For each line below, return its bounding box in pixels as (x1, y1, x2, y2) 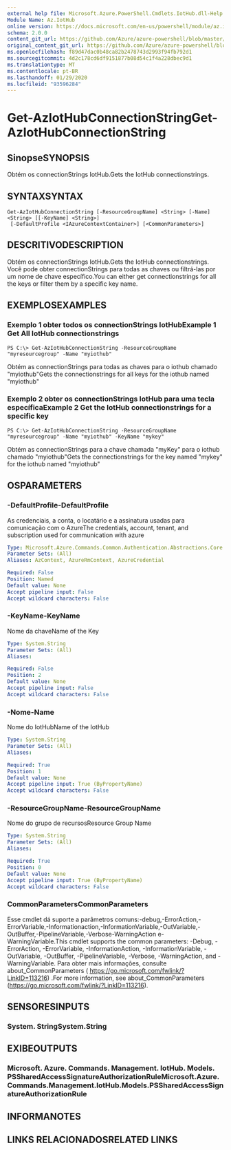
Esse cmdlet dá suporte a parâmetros (7, 915, 113, 923)
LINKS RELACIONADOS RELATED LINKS (7, 1134, 178, 1146)
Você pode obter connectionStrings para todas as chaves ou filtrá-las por (7, 264, 216, 273)
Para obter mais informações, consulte (57, 959, 167, 968)
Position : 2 (7, 672, 41, 679)
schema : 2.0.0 (7, 29, 48, 36)
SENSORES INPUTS (7, 1001, 90, 1013)
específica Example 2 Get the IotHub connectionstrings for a (7, 403, 212, 412)
